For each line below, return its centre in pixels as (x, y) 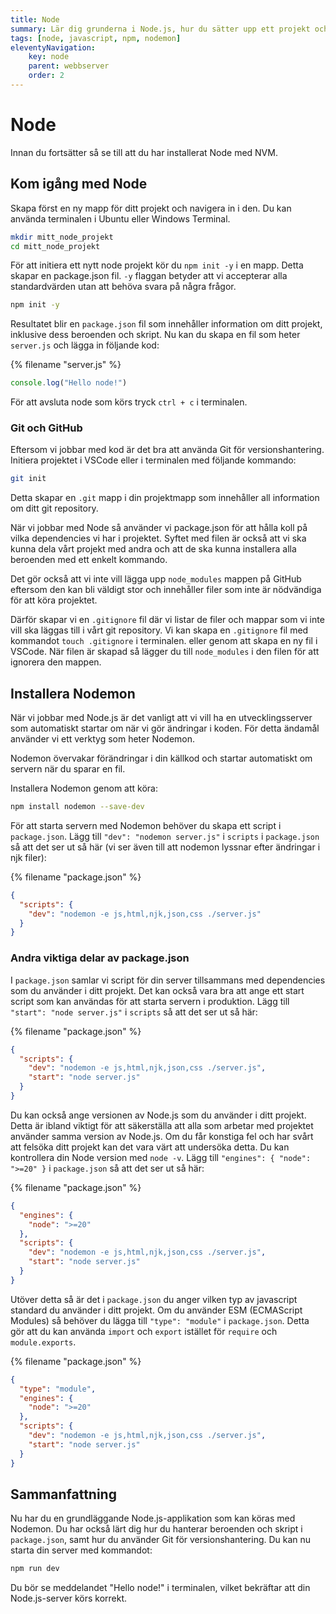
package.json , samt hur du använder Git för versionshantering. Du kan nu (161, 1540)
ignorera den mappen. (56, 662)
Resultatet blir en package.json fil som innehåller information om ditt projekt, (166, 324)
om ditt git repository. (54, 508)
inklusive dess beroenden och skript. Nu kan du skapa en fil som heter (155, 335)
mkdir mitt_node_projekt (62, 237)
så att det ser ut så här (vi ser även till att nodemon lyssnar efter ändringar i (165, 847)
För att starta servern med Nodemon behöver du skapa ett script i (146, 825)
